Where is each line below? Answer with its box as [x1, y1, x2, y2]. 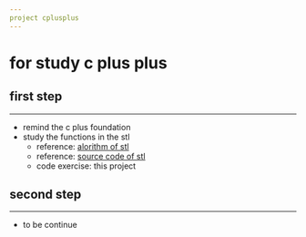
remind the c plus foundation [22, 121, 131, 132]
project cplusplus [9, 13, 79, 23]
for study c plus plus [9, 52, 168, 73]
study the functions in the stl [22, 131, 130, 142]
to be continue [22, 220, 77, 231]
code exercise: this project [36, 160, 137, 171]
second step [9, 187, 82, 202]
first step [9, 88, 63, 105]
